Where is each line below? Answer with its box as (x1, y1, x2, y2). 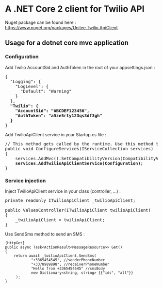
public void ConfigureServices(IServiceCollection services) (5, 146, 154, 151)
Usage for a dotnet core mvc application (5, 39, 129, 47)
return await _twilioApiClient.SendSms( (14, 253, 97, 258)
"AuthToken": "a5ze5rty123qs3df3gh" (15, 113, 103, 118)
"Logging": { (10, 79, 41, 84)
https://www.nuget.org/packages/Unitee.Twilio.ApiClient (5, 24, 118, 30)
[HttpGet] (5, 240, 25, 245)
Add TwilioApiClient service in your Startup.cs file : (5, 131, 107, 137)
